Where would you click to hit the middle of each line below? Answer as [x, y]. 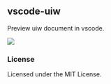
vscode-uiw [34, 11]
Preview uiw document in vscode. [56, 28]
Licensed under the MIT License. [54, 74]
